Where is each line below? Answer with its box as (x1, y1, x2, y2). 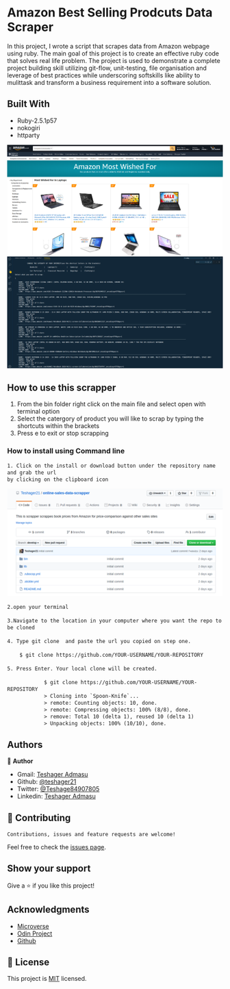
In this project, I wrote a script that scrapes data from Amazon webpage (7, 42, 210, 50)
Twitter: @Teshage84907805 (16, 785, 100, 793)
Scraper (7, 19, 53, 35)
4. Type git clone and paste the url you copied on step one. (7, 638, 192, 645)
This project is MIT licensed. (7, 975, 87, 983)
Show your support (7, 863, 91, 875)
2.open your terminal (7, 604, 69, 611)
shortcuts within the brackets (16, 422, 100, 430)
